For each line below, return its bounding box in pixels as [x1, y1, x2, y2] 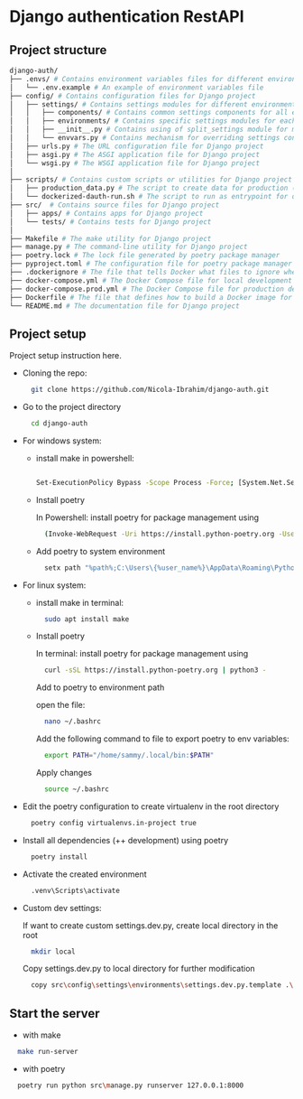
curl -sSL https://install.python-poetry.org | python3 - [43, 666, 267, 675]
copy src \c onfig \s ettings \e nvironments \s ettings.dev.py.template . [31, 981, 290, 990]
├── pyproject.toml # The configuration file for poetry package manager [9, 259, 293, 268]
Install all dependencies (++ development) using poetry [22, 834, 229, 845]
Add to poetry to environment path [35, 682, 165, 693]
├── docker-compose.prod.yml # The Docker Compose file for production [9, 284, 284, 293]
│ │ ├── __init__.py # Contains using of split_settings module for [9, 125, 289, 135]
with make [22, 1029, 61, 1040]
